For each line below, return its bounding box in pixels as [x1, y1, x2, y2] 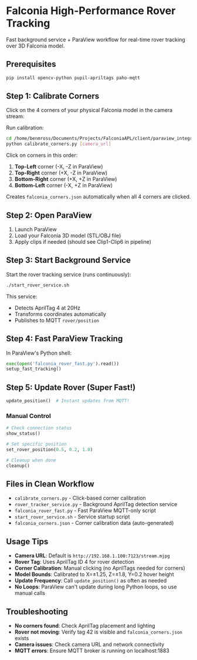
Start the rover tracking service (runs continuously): [6, 271, 131, 278]
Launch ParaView [14, 226, 57, 233]
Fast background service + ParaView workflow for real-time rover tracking [6, 36, 186, 43]
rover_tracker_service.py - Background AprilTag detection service [14, 501, 178, 508]
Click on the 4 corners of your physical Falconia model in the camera [6, 107, 173, 114]
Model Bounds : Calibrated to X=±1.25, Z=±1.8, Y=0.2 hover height [14, 571, 174, 578]
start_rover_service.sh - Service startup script [14, 513, 130, 520]
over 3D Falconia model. [6, 42, 65, 49]
